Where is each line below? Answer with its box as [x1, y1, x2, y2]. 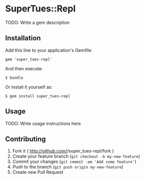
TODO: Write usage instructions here [5, 120, 81, 126]
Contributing [5, 135, 46, 143]
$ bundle [5, 75, 23, 80]
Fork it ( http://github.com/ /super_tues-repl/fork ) [12, 148, 114, 154]
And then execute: [5, 65, 43, 71]
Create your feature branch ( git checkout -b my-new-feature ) [12, 153, 140, 160]
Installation [5, 34, 41, 42]
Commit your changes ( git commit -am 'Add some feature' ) [12, 159, 136, 165]
